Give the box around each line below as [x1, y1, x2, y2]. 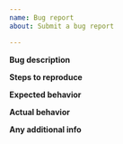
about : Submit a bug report [9, 22, 115, 31]
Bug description [9, 54, 70, 65]
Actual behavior [9, 106, 70, 117]
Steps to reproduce [9, 71, 83, 82]
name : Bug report [9, 13, 75, 22]
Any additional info [9, 123, 83, 135]
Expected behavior [9, 89, 82, 100]
